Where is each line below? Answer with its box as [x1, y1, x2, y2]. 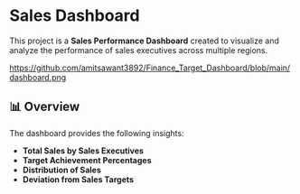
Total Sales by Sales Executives [22, 145, 145, 156]
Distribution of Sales [22, 164, 102, 175]
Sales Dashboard [9, 5, 140, 26]
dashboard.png [9, 71, 67, 82]
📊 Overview [9, 99, 80, 115]
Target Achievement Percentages [22, 154, 152, 165]
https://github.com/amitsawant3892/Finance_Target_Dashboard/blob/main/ [9, 62, 291, 73]
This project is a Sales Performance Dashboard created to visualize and [9, 35, 280, 46]
